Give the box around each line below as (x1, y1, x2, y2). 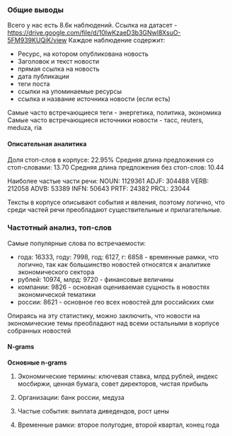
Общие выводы (7, 5, 64, 15)
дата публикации (17, 72, 69, 81)
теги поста (17, 80, 50, 88)
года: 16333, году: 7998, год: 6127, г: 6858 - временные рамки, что (17, 252, 219, 261)
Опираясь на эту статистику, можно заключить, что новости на (7, 311, 200, 319)
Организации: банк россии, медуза (17, 394, 125, 401)
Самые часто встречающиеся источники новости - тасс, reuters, (7, 116, 204, 124)
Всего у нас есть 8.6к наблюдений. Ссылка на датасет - (7, 21, 178, 30)
